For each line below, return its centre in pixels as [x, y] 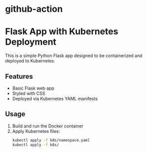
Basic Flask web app [33, 88]
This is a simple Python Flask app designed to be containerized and [74, 56]
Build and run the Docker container [48, 126]
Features [19, 76]
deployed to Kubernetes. [30, 61]
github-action [34, 9]
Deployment [31, 42]
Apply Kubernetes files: [36, 131]
